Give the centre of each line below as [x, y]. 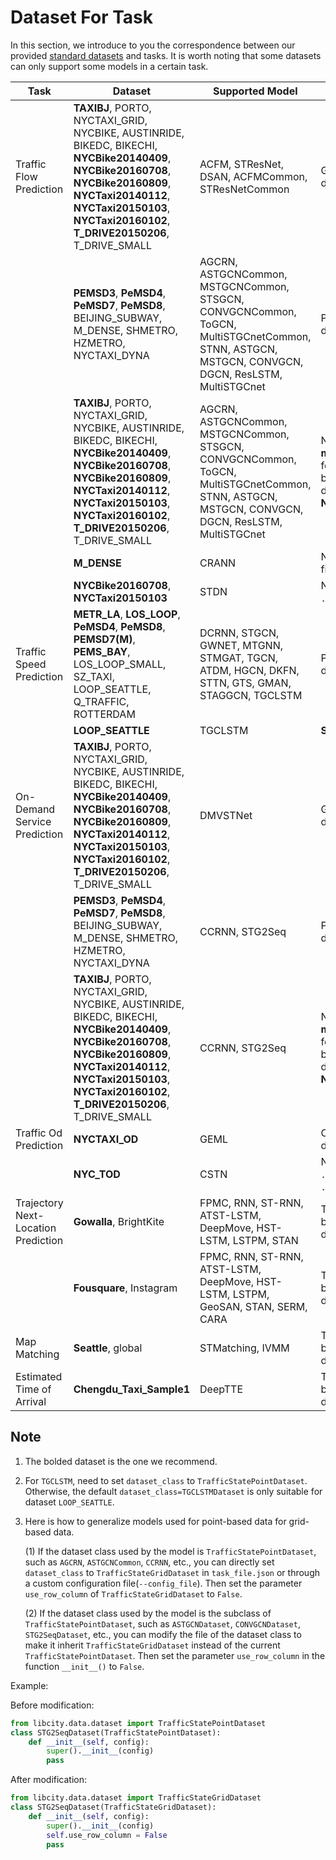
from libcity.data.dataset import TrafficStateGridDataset [136, 1798]
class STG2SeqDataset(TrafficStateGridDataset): [113, 1807]
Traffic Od [39, 1133]
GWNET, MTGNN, [241, 645]
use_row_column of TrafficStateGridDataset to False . [133, 1593]
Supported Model [255, 91]
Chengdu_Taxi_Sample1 [132, 1389]
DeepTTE [221, 1389]
